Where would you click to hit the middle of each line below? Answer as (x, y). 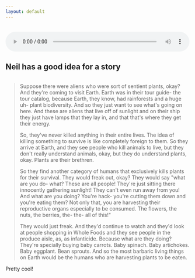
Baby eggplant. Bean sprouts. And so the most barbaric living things (102, 251)
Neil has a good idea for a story (63, 67)
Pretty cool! (19, 269)
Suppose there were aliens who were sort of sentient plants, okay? (100, 86)
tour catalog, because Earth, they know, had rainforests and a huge (100, 99)
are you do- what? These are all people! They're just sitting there (97, 184)
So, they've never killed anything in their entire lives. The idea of (97, 135)
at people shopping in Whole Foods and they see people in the (95, 233)
